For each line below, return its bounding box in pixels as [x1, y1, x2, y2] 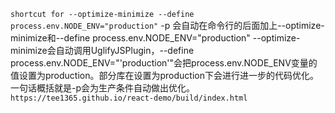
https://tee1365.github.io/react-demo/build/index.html [10, 93, 248, 103]
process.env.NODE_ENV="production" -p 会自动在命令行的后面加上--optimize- [10, 20, 325, 31]
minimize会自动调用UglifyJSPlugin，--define [10, 45, 195, 56]
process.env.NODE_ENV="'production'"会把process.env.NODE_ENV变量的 [10, 57, 318, 69]
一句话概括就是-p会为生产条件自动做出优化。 [10, 82, 196, 94]
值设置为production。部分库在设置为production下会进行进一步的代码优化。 [10, 70, 319, 81]
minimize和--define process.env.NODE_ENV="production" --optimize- [10, 32, 301, 44]
